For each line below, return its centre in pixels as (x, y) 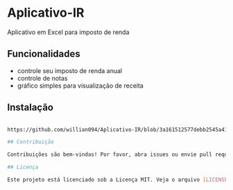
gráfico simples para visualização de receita (80, 86)
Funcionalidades (44, 54)
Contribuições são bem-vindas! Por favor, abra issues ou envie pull (110, 155)
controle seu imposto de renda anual (70, 70)
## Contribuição (31, 142)
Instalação (31, 108)
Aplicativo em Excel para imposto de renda (68, 32)
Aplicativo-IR (46, 13)
